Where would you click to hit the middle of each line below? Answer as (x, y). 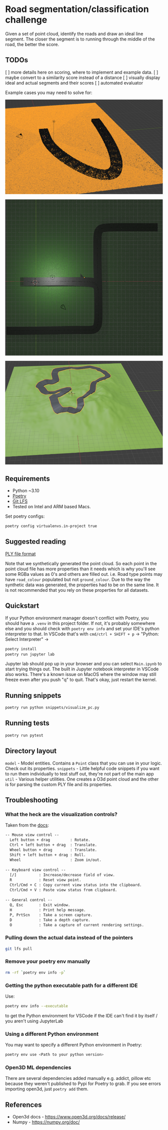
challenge (26, 20)
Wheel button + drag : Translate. (53, 850)
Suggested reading (36, 542)
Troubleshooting (32, 800)
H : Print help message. (48, 910)
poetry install (21, 649)
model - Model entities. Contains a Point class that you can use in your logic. (84, 763)
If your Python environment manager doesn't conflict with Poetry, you (77, 618)
